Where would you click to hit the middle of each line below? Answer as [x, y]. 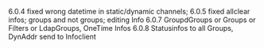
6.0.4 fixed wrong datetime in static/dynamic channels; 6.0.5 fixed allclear [129, 11]
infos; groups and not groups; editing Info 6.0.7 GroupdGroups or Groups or [132, 20]
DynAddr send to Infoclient [52, 36]
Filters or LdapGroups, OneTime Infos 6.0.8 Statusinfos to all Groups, [121, 28]
